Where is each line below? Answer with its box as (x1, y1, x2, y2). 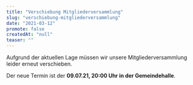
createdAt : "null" (6, 32, 53, 38)
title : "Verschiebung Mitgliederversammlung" (6, 8, 123, 15)
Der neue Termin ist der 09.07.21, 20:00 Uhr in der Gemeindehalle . (6, 72, 176, 79)
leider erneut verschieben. (6, 60, 73, 67)
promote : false (6, 25, 45, 32)
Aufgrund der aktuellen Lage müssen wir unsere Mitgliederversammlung (6, 54, 188, 61)
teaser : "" (6, 37, 34, 43)
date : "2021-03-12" (6, 20, 56, 26)
